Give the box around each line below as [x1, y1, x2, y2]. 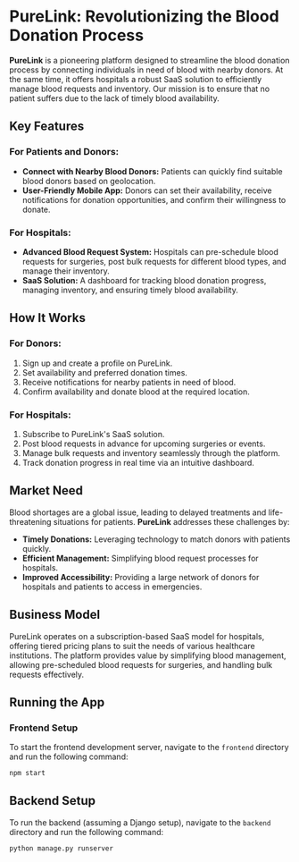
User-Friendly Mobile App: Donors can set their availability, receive [21, 185, 272, 196]
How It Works [9, 310, 87, 325]
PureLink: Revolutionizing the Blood [9, 6, 279, 27]
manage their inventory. [21, 266, 110, 276]
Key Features [9, 119, 85, 134]
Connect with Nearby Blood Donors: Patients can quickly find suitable [21, 165, 283, 176]
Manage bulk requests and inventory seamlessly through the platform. [21, 447, 281, 458]
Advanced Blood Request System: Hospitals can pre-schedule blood [21, 246, 279, 257]
